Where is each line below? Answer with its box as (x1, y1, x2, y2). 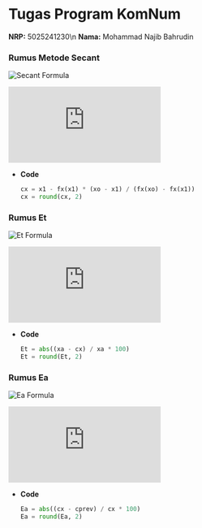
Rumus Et (8, 212, 47, 223)
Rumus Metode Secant (8, 52, 100, 63)
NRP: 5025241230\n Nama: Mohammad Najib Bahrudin (8, 32, 194, 41)
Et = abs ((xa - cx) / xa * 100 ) (19, 345, 130, 353)
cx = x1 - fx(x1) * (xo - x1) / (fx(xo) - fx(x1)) (19, 185, 196, 193)
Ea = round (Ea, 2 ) (19, 513, 83, 521)
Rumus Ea (8, 371, 49, 383)
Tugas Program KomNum (8, 5, 181, 24)
